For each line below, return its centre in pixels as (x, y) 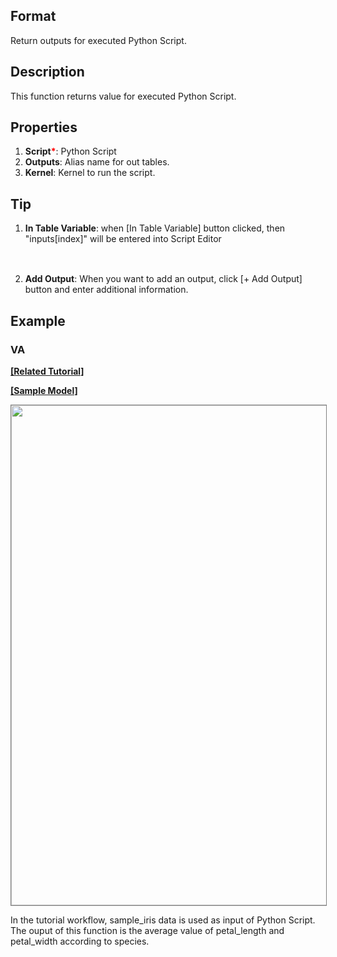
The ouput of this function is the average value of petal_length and (147, 930)
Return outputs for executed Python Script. (98, 40)
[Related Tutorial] (47, 371)
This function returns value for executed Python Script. (123, 96)
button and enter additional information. (106, 290)
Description (47, 72)
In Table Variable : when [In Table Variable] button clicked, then (155, 228)
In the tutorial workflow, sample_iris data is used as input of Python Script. (163, 920)
